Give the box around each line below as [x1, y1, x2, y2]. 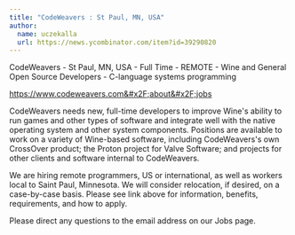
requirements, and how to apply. [9, 199, 128, 209]
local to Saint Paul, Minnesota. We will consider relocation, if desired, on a [9, 179, 280, 191]
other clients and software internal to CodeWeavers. [9, 153, 200, 164]
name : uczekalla [17, 29, 77, 38]
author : [9, 21, 38, 30]
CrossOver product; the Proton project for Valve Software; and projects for [9, 144, 283, 154]
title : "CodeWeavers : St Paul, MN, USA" [9, 12, 165, 22]
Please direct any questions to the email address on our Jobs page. [9, 215, 256, 226]
